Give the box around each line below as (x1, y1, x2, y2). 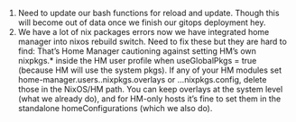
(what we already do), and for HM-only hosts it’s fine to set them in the (17, 93, 282, 104)
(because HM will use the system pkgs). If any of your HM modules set (17, 65, 282, 75)
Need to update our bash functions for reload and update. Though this (17, 8, 280, 18)
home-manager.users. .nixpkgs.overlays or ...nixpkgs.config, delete (17, 74, 267, 84)
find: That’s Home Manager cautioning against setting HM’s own (17, 46, 257, 57)
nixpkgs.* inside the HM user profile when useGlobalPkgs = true (17, 56, 257, 65)
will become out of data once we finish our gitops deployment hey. (17, 17, 266, 28)
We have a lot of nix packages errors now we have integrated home (17, 27, 270, 37)
